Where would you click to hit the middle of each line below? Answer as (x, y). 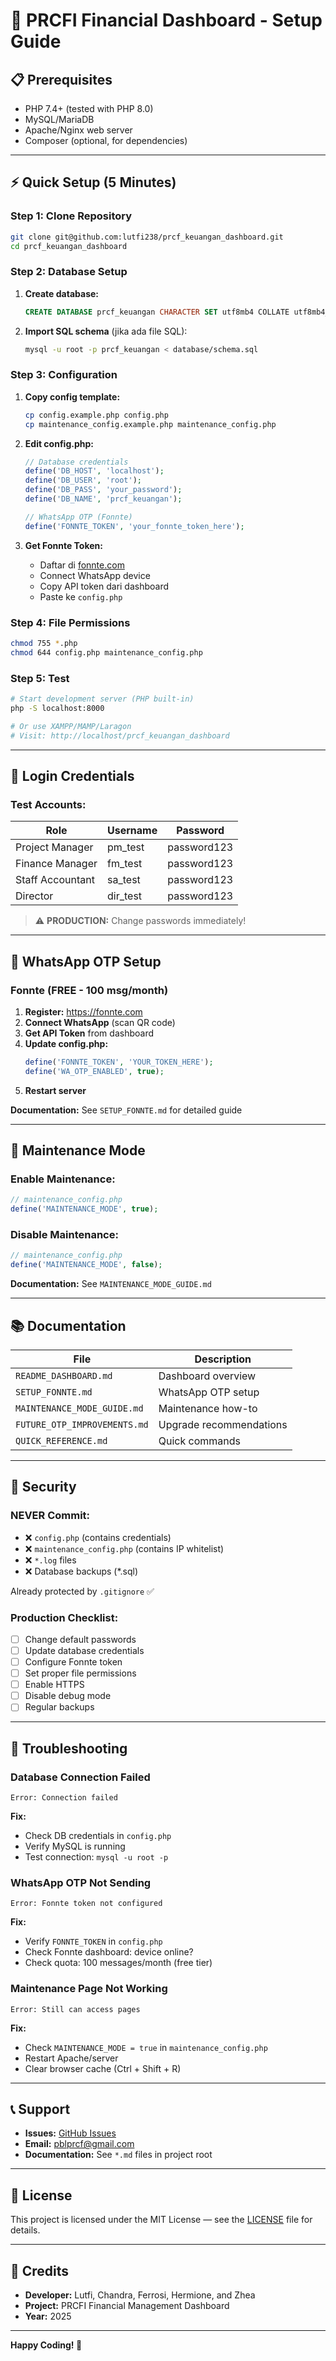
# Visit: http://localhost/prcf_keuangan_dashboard (120, 735)
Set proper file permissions (80, 1673)
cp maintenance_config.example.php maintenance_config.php (150, 424)
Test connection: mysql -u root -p (96, 1857)
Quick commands (200, 1441)
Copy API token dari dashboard (104, 586)
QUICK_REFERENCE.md (61, 1440)
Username (132, 831)
